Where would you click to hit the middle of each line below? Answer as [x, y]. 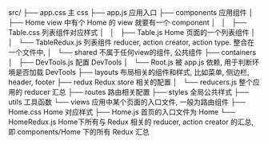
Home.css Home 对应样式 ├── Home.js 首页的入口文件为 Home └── [122, 112]
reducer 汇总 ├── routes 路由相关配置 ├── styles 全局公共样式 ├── [136, 92]
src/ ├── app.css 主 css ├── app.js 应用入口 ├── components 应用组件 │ [131, 12]
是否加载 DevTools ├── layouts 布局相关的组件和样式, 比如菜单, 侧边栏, [132, 72]
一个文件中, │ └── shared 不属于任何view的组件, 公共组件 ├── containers [132, 52]
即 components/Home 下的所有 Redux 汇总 [79, 132]
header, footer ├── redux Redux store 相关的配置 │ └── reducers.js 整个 [131, 82]
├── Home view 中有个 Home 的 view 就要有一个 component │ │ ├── [128, 22]
